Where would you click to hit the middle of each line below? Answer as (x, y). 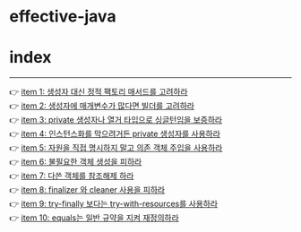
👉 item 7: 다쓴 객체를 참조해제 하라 (72, 176)
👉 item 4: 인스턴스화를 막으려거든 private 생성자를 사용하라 (115, 134)
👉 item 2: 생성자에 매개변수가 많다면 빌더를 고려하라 (102, 106)
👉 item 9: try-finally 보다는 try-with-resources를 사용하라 (113, 204)
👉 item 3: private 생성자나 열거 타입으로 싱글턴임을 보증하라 (116, 120)
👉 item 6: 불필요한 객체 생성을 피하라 (76, 162)
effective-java (63, 17)
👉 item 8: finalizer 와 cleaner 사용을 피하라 (87, 190)
